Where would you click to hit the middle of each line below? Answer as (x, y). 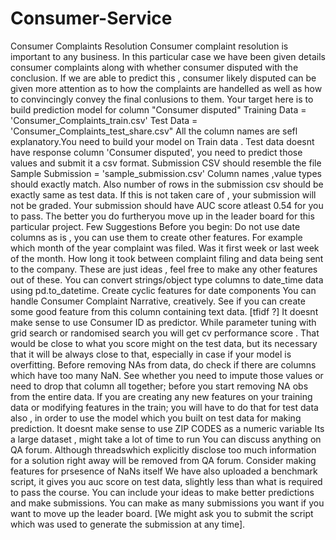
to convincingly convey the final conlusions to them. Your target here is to (162, 99)
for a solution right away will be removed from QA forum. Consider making (163, 460)
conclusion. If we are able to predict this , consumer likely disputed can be (163, 78)
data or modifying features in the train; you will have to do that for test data (164, 407)
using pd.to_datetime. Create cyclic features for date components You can (163, 290)
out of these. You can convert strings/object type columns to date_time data (167, 279)
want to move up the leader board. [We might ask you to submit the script (162, 513)
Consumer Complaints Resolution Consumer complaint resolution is (149, 46)
